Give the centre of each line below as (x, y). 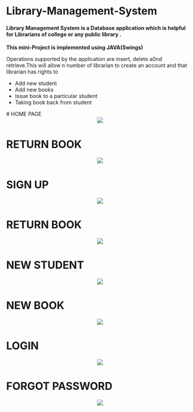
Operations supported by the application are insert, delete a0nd (84, 59)
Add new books (34, 90)
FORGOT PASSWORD (59, 386)
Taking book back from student (53, 102)
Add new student (36, 83)
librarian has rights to (32, 72)
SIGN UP (27, 184)
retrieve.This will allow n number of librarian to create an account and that (97, 65)
